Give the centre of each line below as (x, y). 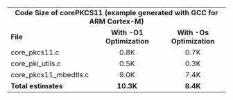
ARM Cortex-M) (116, 21)
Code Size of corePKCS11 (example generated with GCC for (116, 13)
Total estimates (37, 86)
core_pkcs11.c (35, 52)
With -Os (193, 32)
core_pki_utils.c (36, 63)
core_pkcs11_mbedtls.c (50, 75)
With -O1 (127, 32)
